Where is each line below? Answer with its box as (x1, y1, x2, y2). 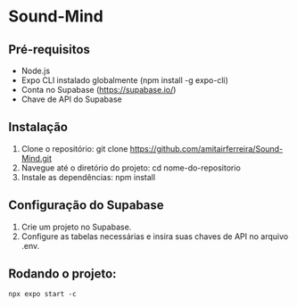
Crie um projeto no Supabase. (21, 221, 132, 232)
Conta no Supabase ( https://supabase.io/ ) (21, 85, 177, 95)
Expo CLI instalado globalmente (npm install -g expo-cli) (21, 75, 229, 86)
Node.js (21, 65, 51, 76)
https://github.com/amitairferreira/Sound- (129, 143, 284, 153)
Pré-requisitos (8, 42, 91, 57)
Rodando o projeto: (8, 266, 117, 282)
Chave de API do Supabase (21, 94, 122, 104)
